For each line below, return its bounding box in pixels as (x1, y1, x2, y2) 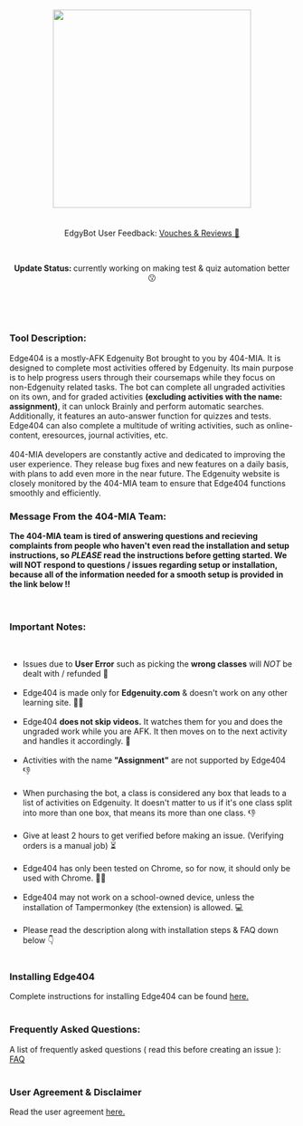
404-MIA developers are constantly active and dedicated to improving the (9, 448, 286, 459)
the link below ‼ (9, 578, 71, 589)
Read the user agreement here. (9, 1106, 126, 1118)
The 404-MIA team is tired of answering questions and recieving (9, 530, 259, 541)
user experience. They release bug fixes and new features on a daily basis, (9, 458, 289, 469)
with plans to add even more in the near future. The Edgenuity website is (9, 467, 280, 479)
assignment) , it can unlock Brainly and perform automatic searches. (9, 400, 264, 411)
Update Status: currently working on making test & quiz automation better (14, 263, 290, 274)
